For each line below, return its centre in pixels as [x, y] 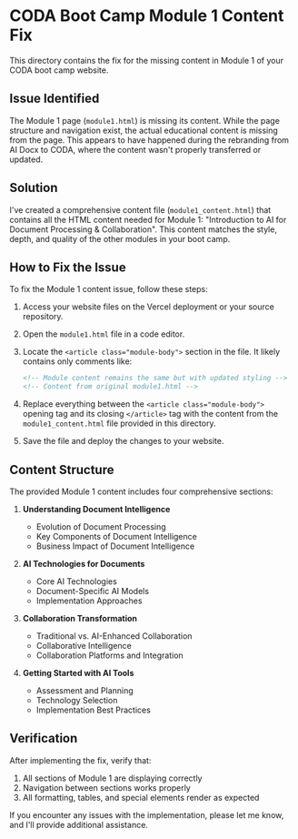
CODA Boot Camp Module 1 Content [147, 16]
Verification [44, 738]
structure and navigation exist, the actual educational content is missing [144, 130]
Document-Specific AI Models [93, 591]
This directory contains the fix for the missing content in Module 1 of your [147, 60]
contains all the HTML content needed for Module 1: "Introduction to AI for [148, 219]
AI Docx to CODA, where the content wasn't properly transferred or [135, 149]
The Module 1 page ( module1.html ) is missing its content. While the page [144, 120]
